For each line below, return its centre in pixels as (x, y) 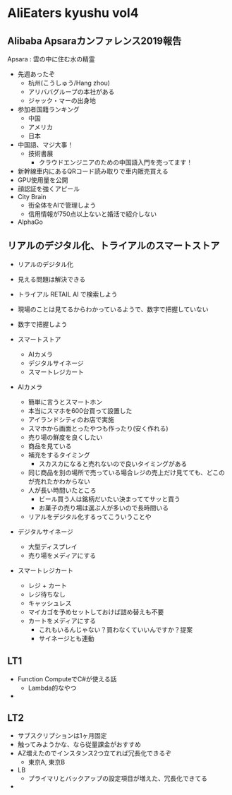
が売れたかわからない (59, 481)
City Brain (32, 197)
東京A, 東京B (47, 762)
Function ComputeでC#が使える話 (67, 679)
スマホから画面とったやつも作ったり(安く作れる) (98, 428)
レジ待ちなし (47, 594)
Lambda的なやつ (52, 688)
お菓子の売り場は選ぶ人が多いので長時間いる (104, 508)
